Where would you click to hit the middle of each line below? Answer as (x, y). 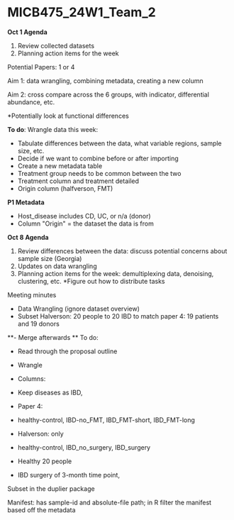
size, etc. (31, 150)
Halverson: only (40, 433)
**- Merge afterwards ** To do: (53, 337)
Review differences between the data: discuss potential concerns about (122, 251)
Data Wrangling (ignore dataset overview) (79, 309)
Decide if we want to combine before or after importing (98, 158)
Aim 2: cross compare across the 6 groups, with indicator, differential (108, 94)
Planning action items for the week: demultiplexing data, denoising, (116, 273)
